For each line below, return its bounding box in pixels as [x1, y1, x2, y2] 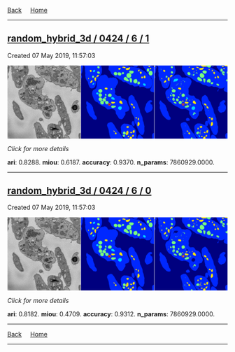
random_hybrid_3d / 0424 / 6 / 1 [7, 33, 150, 45]
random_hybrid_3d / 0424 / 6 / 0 [7, 185, 152, 197]
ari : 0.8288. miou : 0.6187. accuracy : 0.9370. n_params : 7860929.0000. [7, 157, 215, 167]
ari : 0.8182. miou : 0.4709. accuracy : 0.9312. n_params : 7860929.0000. [7, 310, 215, 318]
